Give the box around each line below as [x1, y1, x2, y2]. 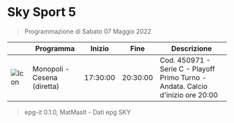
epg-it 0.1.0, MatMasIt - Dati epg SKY [24, 108, 131, 116]
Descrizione [171, 43, 212, 53]
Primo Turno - [159, 72, 207, 82]
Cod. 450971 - [159, 55, 211, 65]
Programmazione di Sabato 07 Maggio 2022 [24, 27, 152, 35]
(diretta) [32, 81, 59, 91]
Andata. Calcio [159, 81, 208, 91]
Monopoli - [32, 64, 70, 74]
